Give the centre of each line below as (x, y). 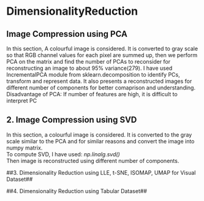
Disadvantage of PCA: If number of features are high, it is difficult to (92, 94)
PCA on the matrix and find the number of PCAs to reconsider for (89, 62)
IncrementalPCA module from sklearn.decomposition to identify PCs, (93, 74)
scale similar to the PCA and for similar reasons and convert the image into (100, 141)
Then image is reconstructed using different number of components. (93, 161)
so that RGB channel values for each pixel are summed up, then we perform (102, 55)
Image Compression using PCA (67, 34)
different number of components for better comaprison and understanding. (101, 88)
